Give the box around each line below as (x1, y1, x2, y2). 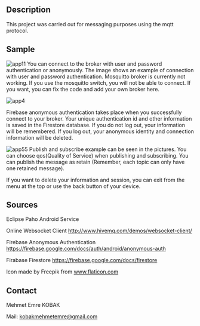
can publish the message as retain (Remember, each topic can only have (6, 158, 185, 165)
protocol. (6, 27, 29, 34)
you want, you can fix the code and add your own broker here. (6, 85, 160, 93)
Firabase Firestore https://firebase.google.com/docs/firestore (6, 257, 158, 264)
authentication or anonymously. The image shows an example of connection (6, 66, 194, 73)
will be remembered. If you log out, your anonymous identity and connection (6, 128, 194, 135)
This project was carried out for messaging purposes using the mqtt (6, 20, 174, 27)
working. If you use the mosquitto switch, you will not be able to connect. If (6, 79, 191, 86)
